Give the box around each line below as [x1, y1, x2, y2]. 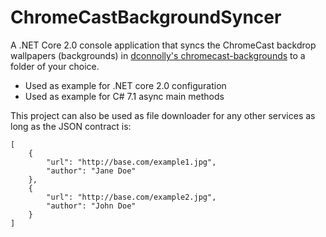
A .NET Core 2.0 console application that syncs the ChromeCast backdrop [10, 39, 317, 51]
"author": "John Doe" [46, 201, 137, 211]
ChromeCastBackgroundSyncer [10, 6, 282, 29]
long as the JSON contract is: [10, 120, 132, 132]
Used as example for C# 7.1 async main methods [24, 90, 225, 102]
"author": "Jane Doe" [46, 166, 137, 176]
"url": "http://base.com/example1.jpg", [46, 157, 217, 167]
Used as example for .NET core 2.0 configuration [24, 79, 227, 91]
